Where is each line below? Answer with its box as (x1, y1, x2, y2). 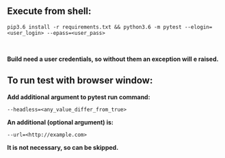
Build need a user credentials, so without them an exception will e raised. (7, 55, 219, 63)
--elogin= (184, 23, 213, 30)
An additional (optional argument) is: (7, 118, 114, 126)
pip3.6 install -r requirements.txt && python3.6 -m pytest (7, 23, 183, 30)
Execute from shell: (7, 5, 92, 17)
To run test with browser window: (7, 75, 153, 86)
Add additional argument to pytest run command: (7, 92, 150, 101)
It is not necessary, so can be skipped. (7, 143, 119, 151)
